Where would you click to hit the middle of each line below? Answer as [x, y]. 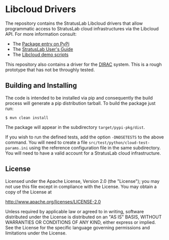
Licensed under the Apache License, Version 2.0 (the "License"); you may [82, 181]
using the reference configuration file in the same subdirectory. [95, 148]
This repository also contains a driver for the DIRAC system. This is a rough [83, 64]
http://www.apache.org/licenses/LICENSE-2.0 [53, 202]
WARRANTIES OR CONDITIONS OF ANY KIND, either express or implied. [80, 222]
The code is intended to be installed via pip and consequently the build [79, 98]
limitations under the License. [36, 233]
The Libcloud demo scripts [40, 55]
